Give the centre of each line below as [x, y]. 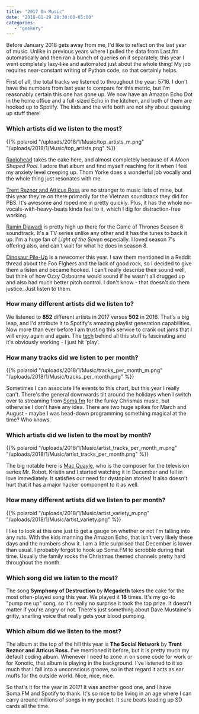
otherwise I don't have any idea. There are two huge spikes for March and [96, 407]
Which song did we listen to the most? [62, 577]
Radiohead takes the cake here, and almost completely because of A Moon [98, 159]
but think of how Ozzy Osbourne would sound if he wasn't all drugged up [96, 276]
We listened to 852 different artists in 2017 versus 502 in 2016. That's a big [98, 317]
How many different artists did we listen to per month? [86, 500]
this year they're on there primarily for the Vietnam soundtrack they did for [97, 196]
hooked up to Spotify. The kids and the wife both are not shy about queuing [98, 107]
